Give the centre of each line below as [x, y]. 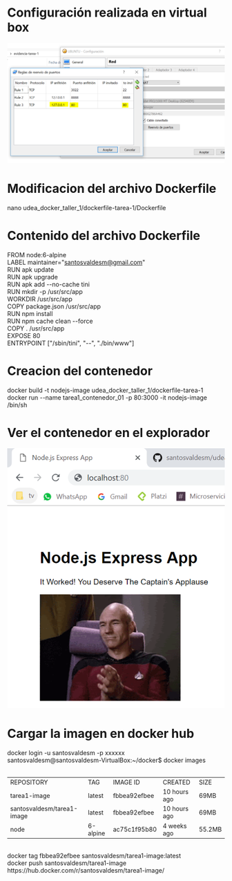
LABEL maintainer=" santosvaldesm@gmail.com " [76, 262]
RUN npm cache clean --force [50, 321]
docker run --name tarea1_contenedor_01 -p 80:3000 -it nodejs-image [107, 397]
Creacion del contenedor [80, 371]
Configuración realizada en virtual [107, 13]
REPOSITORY [29, 782]
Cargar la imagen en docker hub [101, 734]
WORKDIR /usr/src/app [40, 299]
